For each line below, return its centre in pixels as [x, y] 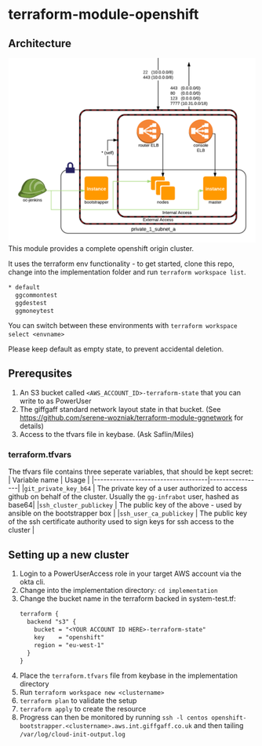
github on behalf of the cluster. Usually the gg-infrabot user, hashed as [124, 497]
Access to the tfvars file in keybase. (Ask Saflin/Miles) [107, 434]
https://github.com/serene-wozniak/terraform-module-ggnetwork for [131, 417]
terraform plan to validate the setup [78, 701]
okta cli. [32, 581]
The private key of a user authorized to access [172, 489]
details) [32, 426]
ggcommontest [36, 296]
